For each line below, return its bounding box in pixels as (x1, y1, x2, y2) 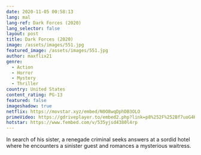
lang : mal (6, 14, 31, 20)
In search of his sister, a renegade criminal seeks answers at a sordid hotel (6, 136, 190, 143)
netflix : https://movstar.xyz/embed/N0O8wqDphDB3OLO (6, 108, 141, 114)
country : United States (6, 86, 66, 92)
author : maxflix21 (6, 53, 52, 59)
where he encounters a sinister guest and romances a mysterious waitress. (6, 142, 191, 150)
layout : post (6, 31, 39, 37)
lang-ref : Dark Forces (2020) (6, 20, 82, 26)
